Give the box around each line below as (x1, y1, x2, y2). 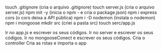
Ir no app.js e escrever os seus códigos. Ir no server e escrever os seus (5, 30, 153, 35)
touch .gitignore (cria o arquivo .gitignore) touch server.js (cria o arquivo (5, 4, 155, 10)
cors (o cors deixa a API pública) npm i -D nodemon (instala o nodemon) (5, 15, 155, 20)
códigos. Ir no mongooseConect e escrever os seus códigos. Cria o (5, 35, 145, 41)
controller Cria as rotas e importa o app (5, 40, 87, 46)
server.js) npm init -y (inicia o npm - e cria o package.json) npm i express (5, 9, 157, 15)
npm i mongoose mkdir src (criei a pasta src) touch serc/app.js (5, 20, 135, 26)
